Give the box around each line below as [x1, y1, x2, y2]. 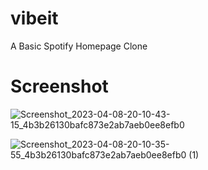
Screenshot [10, 75, 109, 98]
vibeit [10, 7, 59, 30]
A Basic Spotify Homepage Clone [10, 40, 148, 52]
